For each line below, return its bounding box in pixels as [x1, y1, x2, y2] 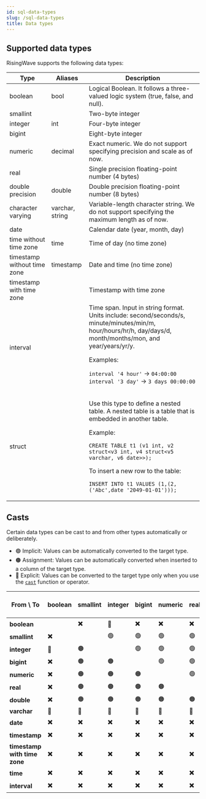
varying [9, 212, 32, 220]
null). [88, 99, 104, 108]
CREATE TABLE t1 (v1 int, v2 [88, 442, 174, 449]
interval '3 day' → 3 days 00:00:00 [88, 377, 196, 386]
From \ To [11, 600, 40, 609]
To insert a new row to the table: [88, 467, 181, 475]
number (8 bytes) [88, 190, 140, 199]
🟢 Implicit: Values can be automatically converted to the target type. [15, 547, 189, 554]
